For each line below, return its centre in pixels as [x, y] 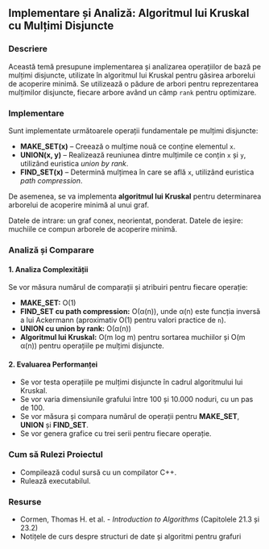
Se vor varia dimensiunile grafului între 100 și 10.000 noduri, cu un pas [137, 400]
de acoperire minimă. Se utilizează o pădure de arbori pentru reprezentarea [134, 83]
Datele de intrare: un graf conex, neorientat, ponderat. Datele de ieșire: [126, 220]
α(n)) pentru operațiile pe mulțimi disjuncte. [92, 346]
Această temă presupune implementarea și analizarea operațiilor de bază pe [135, 66]
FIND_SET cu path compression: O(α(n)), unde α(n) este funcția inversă [140, 312]
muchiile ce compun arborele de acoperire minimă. [93, 228]
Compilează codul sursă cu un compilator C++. [98, 472]
